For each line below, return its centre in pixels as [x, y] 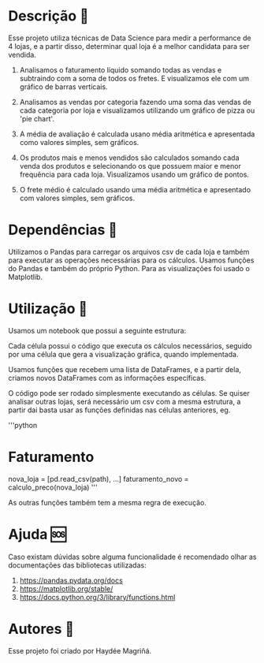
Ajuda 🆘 [37, 534]
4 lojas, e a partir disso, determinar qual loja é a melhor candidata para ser [129, 46]
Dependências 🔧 [63, 230]
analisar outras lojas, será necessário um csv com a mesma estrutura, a [125, 401]
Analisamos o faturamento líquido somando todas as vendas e [121, 69]
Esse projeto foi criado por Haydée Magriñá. [80, 650]
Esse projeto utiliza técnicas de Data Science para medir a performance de [130, 38]
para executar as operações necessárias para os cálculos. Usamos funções [131, 260]
